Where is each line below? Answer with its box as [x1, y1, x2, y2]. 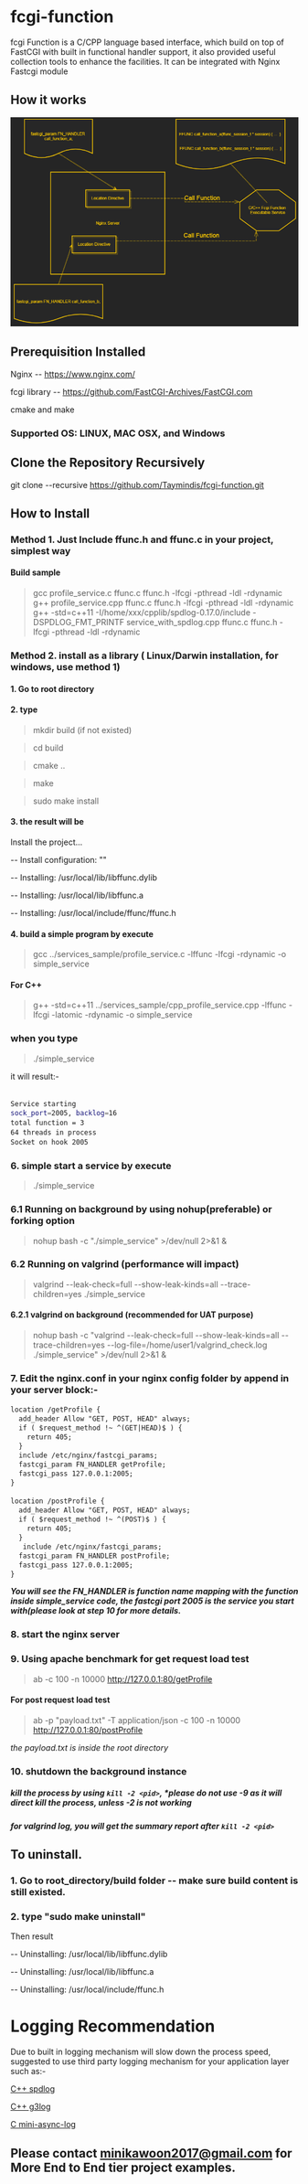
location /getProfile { [10, 1405, 101, 1414]
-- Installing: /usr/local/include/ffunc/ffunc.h [10, 907, 176, 918]
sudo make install [32, 795, 100, 806]
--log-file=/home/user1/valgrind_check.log [107, 1339, 268, 1350]
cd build [32, 742, 64, 753]
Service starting [10, 1099, 77, 1108]
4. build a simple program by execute [10, 928, 154, 939]
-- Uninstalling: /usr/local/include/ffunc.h [10, 1984, 165, 1995]
